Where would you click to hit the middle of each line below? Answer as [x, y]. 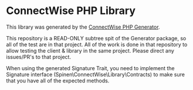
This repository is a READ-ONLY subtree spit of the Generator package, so [96, 38]
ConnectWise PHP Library [71, 11]
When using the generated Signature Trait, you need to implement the [90, 68]
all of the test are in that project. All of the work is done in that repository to [97, 44]
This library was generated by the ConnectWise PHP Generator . [83, 27]
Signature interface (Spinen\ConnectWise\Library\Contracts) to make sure [95, 74]
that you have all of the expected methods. [58, 81]
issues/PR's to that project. [39, 57]
